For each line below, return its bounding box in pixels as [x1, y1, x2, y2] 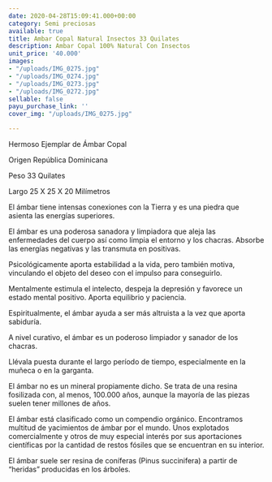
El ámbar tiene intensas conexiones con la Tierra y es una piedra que [8, 202, 240, 212]
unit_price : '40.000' [8, 49, 82, 58]
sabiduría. [8, 317, 42, 326]
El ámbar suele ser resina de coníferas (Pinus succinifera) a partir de [8, 456, 238, 465]
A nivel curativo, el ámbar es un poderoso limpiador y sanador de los [8, 333, 239, 342]
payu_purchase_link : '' [8, 102, 89, 110]
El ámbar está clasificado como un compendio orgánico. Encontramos [8, 415, 244, 424]
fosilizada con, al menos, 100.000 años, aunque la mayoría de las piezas [8, 390, 250, 399]
